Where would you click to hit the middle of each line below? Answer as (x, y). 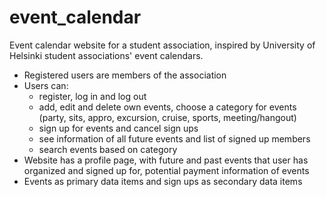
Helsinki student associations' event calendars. (106, 55)
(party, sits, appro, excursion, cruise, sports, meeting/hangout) (167, 117)
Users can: (46, 85)
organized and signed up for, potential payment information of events (166, 170)
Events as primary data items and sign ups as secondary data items (163, 181)
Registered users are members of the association (125, 75)
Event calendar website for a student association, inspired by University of (162, 45)
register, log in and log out (92, 96)
